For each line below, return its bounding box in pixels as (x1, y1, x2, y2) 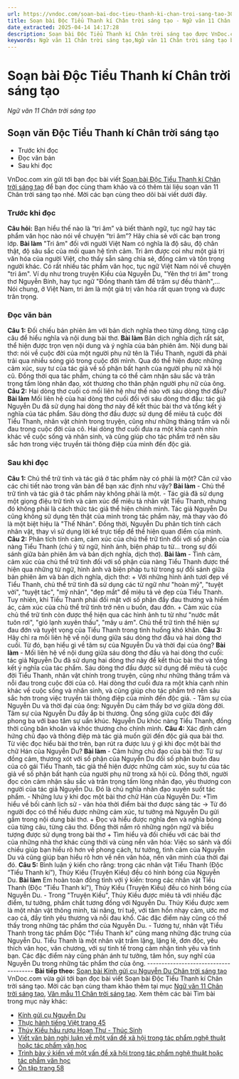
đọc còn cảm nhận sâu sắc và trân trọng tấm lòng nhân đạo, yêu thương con (7, 777, 231, 785)
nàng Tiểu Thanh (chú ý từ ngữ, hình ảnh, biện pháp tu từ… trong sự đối (7, 542, 217, 551)
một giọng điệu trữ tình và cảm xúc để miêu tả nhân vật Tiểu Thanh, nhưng (7, 496, 227, 505)
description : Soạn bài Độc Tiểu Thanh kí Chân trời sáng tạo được (7, 30, 208, 38)
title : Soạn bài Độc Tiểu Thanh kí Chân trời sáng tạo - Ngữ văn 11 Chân (7, 17, 231, 24)
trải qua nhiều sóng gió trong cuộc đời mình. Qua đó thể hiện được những (7, 357, 223, 365)
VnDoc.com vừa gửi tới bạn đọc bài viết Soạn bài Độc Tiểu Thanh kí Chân (7, 974, 223, 983)
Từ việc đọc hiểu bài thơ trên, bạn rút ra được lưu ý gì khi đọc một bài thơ (7, 739, 221, 747)
